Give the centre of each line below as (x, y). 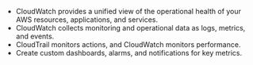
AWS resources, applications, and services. (87, 20)
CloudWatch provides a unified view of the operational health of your (128, 11)
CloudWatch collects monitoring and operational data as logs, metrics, (130, 28)
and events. (35, 36)
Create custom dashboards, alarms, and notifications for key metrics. (129, 53)
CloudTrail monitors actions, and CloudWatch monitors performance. (128, 45)
